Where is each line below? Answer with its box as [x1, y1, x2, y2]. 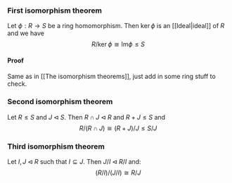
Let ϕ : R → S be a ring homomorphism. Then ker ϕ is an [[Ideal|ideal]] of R [7, 22, 225, 30]
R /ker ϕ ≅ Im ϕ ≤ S [91, 40, 146, 49]
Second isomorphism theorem [7, 97, 113, 107]
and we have [7, 29, 44, 37]
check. [7, 80, 27, 88]
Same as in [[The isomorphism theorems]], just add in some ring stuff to [7, 72, 216, 80]
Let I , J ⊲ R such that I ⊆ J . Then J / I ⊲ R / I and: [7, 158, 142, 166]
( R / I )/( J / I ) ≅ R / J [95, 168, 141, 177]
